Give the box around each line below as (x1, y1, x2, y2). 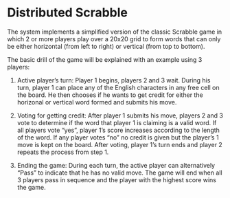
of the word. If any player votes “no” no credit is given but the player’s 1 (16, 133, 219, 142)
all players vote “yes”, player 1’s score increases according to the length (16, 126, 220, 134)
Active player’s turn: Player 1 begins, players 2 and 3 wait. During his (16, 76, 211, 84)
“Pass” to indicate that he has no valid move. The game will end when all (16, 168, 222, 177)
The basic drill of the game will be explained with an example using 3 (7, 55, 203, 63)
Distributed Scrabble (7, 5, 128, 21)
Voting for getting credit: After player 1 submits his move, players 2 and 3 (16, 111, 223, 120)
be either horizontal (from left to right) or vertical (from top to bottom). (7, 42, 205, 50)
